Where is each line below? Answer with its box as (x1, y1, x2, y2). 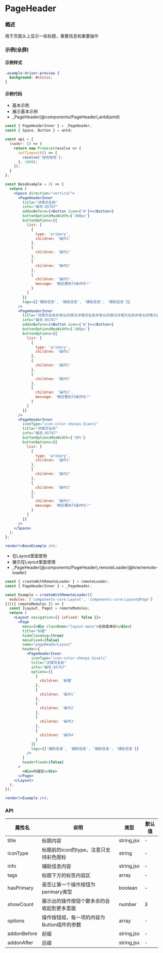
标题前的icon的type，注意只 (42, 846, 106, 853)
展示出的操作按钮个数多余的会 (42, 898, 110, 904)
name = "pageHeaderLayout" (22, 642, 73, 647)
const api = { (5, 137, 34, 142)
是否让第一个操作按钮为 (42, 881, 96, 888)
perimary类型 (42, 889, 73, 896)
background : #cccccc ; (9, 75, 53, 80)
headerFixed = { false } (22, 760, 64, 765)
